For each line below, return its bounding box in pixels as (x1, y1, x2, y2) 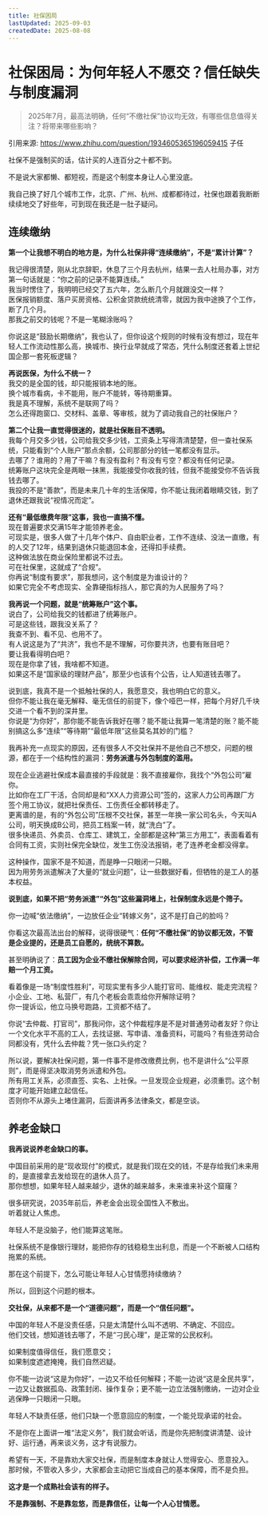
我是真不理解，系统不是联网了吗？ (8, 399, 120, 408)
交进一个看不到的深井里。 (8, 706, 93, 716)
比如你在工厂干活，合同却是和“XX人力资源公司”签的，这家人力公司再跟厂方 (8, 790, 255, 800)
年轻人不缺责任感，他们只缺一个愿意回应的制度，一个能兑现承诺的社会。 (8, 1411, 246, 1420)
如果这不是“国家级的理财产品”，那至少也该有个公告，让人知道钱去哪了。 (8, 669, 246, 679)
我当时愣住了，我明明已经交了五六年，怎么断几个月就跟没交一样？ (8, 284, 225, 294)
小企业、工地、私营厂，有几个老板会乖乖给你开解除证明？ (8, 992, 197, 1001)
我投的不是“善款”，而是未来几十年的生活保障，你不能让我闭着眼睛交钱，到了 (8, 485, 259, 495)
